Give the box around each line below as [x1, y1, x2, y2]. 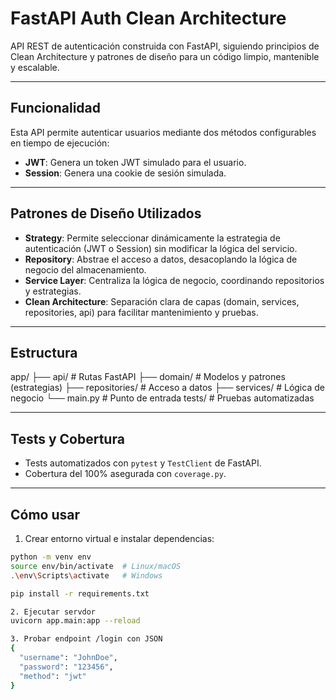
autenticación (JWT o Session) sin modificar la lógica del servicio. [24, 242, 298, 254]
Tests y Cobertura [10, 430, 125, 447]
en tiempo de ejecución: [10, 137, 110, 149]
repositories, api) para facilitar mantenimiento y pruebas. [24, 306, 259, 318]
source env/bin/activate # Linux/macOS [10, 561, 182, 571]
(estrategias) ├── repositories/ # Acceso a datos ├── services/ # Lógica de [10, 382, 325, 394]
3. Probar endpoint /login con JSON [10, 634, 163, 644]
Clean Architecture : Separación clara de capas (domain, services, [24, 295, 300, 307]
